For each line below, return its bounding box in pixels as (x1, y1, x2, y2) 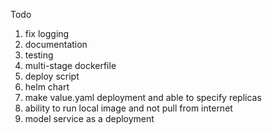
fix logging (24, 28, 70, 39)
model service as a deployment (24, 113, 155, 124)
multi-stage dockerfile (24, 60, 117, 71)
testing (24, 49, 54, 61)
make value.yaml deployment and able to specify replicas (24, 92, 262, 103)
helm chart (24, 81, 70, 93)
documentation (24, 39, 88, 50)
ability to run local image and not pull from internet (24, 102, 233, 114)
